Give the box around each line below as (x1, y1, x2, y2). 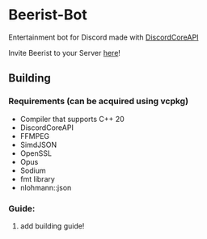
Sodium (19, 166, 46, 175)
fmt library (19, 174, 55, 183)
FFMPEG (19, 131, 50, 140)
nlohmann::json (19, 182, 72, 192)
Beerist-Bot (8, 6, 87, 24)
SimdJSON (19, 140, 57, 149)
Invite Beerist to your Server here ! (8, 48, 121, 57)
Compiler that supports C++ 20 (19, 114, 125, 124)
